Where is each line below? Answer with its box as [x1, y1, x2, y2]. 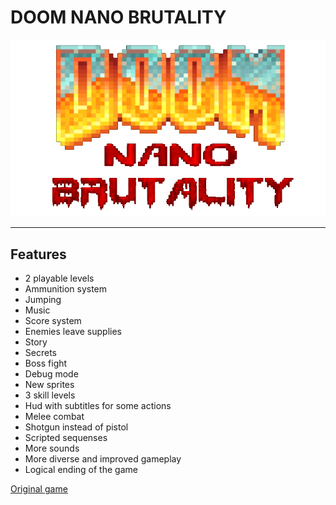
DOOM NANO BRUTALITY [10, 6, 227, 29]
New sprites [24, 379, 75, 391]
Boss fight [24, 357, 68, 370]
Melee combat [24, 411, 85, 423]
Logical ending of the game [24, 464, 138, 476]
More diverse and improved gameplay [24, 453, 182, 465]
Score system [24, 315, 82, 327]
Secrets [24, 347, 57, 359]
